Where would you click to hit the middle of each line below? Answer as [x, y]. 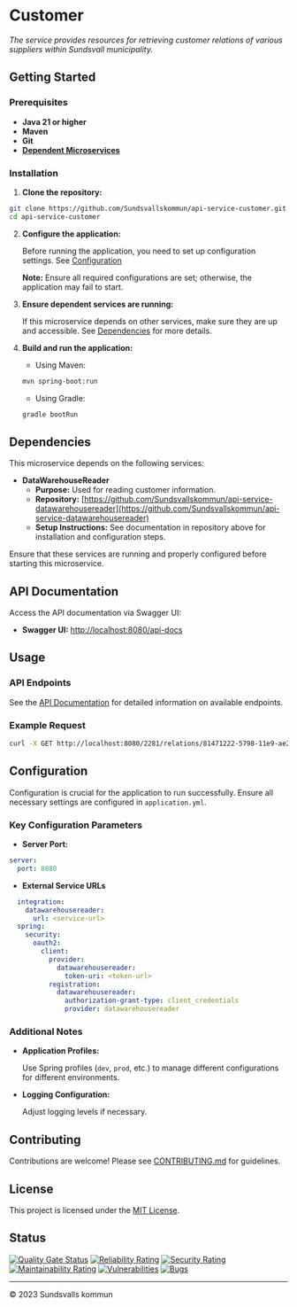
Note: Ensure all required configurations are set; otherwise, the [137, 277]
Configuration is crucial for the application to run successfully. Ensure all [141, 792]
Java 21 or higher [54, 121]
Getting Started [53, 78]
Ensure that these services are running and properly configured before [138, 554]
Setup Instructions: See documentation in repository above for [150, 527]
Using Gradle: [60, 398]
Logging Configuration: [66, 1094]
